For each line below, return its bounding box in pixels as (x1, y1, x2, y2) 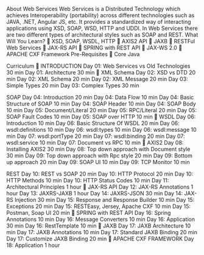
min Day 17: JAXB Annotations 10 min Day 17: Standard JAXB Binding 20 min (6, 229, 198, 235)
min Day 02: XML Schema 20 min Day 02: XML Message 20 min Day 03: (6, 76, 188, 82)
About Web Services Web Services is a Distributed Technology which (6, 5, 181, 12)
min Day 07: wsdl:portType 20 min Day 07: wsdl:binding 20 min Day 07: (6, 132, 185, 140)
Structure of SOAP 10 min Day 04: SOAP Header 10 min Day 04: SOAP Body (6, 100, 196, 107)
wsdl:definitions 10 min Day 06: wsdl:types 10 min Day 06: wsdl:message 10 (6, 126, 197, 133)
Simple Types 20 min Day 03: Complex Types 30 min (6, 82, 139, 89)
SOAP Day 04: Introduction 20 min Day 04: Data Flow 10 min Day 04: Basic (6, 94, 194, 101)
